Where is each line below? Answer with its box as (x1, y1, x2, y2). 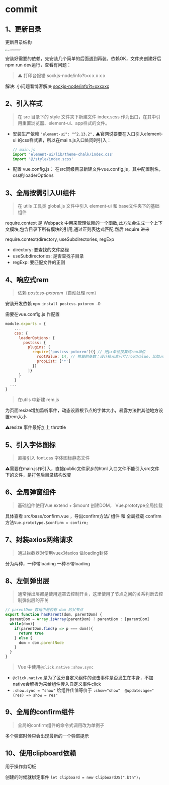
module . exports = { (5, 321, 46, 326)
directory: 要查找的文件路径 (12, 247, 69, 253)
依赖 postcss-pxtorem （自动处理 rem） (17, 290, 99, 296)
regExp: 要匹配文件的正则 (12, 259, 65, 266)
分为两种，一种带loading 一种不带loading (5, 560, 91, 566)
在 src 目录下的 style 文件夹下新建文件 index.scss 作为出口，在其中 (17, 113, 156, 119)
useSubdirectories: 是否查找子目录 (12, 253, 84, 259)
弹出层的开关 (22, 597, 49, 603)
